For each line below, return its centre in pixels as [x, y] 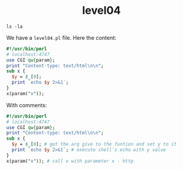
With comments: [27, 105]
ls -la [14, 27]
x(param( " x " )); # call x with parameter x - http [70, 161]
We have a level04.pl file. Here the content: [61, 37]
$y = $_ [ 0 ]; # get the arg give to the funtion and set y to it [94, 144]
